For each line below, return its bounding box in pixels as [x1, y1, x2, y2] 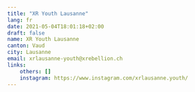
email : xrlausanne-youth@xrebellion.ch [7, 55, 123, 62]
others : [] [19, 68, 52, 75]
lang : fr [7, 17, 33, 24]
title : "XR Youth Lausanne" [7, 10, 89, 17]
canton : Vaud [7, 42, 45, 49]
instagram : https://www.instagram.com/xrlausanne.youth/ [19, 74, 189, 82]
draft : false [7, 29, 45, 37]
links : [7, 62, 26, 68]
